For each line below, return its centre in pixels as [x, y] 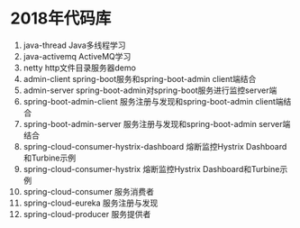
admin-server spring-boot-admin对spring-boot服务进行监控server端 [150, 90]
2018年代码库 [61, 18]
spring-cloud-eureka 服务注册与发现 [91, 203]
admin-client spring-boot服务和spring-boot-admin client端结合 [140, 78]
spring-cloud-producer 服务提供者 [87, 214]
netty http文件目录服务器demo [79, 68]
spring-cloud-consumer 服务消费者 [88, 191]
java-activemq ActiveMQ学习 [77, 56]
